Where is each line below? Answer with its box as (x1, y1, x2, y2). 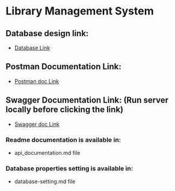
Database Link (14, 44, 51, 51)
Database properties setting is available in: (5, 164, 134, 172)
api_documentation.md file (14, 149, 81, 156)
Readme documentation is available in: (5, 136, 121, 144)
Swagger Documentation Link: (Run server (5, 95, 169, 105)
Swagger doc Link (14, 121, 60, 128)
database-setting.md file (14, 178, 76, 185)
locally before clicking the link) (5, 104, 124, 115)
